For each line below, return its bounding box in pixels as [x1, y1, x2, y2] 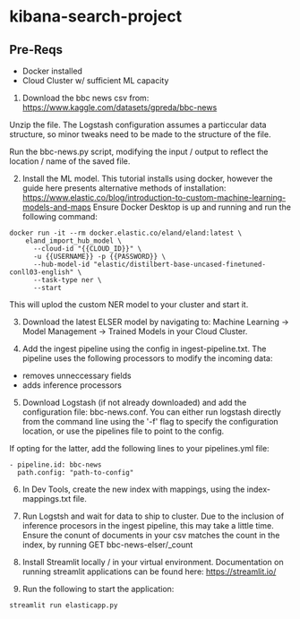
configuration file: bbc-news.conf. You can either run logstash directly [21, 407, 282, 417]
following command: [21, 211, 99, 221]
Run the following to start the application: [21, 584, 175, 594]
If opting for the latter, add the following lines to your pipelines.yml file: [9, 443, 270, 453]
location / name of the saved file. [9, 156, 131, 167]
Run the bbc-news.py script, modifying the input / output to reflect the [9, 146, 269, 157]
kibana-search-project [9, 6, 182, 27]
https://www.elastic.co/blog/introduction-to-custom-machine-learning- [21, 193, 287, 202]
